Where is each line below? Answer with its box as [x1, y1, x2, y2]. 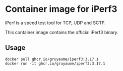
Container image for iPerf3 [5, 3, 118, 15]
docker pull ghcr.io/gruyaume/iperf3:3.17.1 [5, 57, 99, 62]
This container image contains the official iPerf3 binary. [5, 29, 119, 35]
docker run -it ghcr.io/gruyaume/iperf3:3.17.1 [5, 61, 106, 66]
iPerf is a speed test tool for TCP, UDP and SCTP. [5, 20, 106, 26]
